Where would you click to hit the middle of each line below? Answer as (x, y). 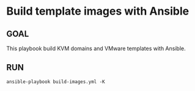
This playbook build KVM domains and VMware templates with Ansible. (96, 48)
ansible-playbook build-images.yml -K (56, 82)
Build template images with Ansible (98, 11)
